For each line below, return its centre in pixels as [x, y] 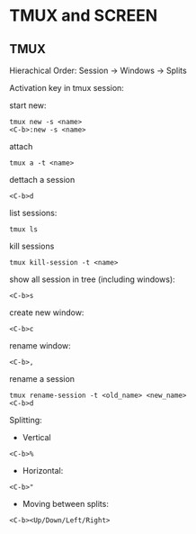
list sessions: [33, 213]
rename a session [42, 379]
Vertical [36, 437]
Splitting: [26, 420]
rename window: [40, 346]
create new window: [47, 312]
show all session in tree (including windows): [92, 279]
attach [21, 146]
